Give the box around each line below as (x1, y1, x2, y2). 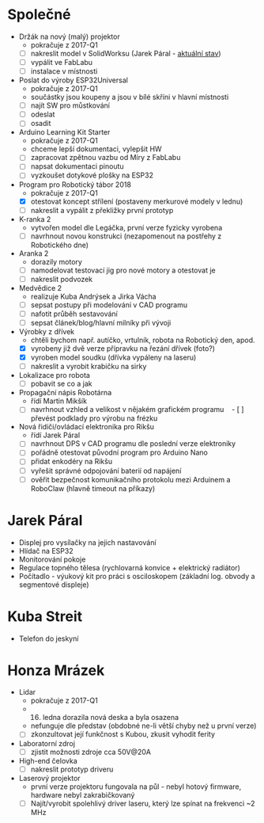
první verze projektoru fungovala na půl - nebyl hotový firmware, (30, 782, 242, 791)
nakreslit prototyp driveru (30, 764, 114, 774)
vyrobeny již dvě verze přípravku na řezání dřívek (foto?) (30, 344, 215, 353)
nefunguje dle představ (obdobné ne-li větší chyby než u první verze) (30, 721, 257, 730)
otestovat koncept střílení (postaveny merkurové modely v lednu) (30, 196, 243, 206)
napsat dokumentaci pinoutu (30, 162, 124, 171)
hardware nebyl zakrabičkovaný (30, 790, 135, 799)
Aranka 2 (18, 248, 49, 258)
